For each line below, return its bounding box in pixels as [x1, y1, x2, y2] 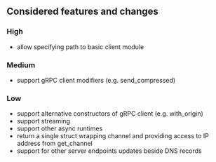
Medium [6, 60, 36, 69]
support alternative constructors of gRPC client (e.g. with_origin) [16, 109, 204, 118]
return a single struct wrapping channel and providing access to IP [16, 132, 210, 140]
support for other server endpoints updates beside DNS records [16, 147, 202, 155]
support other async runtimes [16, 124, 103, 133]
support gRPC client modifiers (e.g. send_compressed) [16, 76, 176, 84]
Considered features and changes [6, 6, 159, 18]
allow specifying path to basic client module [16, 42, 144, 51]
